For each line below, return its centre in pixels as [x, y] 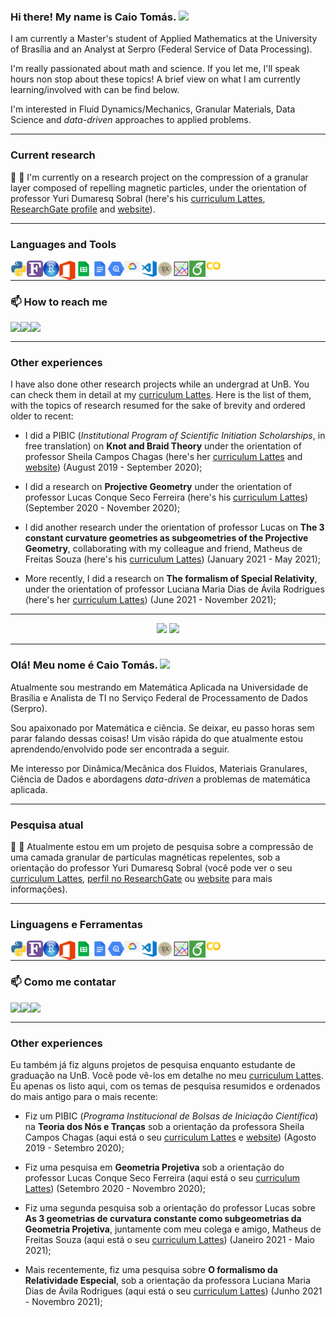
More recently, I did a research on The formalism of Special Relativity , [171, 579]
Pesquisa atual [47, 825]
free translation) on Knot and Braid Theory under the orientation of [163, 446]
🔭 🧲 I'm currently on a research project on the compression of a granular [159, 177]
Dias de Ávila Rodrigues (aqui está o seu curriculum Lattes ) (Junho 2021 [173, 1291]
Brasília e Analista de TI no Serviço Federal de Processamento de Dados [159, 697]
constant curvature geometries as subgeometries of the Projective [166, 538]
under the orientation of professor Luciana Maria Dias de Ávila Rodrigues [174, 589]
